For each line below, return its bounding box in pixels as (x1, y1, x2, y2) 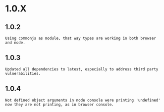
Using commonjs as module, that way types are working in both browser (5, 36, 156, 41)
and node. (5, 40, 26, 45)
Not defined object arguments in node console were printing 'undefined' (5, 98, 161, 103)
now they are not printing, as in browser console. (5, 102, 114, 107)
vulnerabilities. (5, 71, 41, 76)
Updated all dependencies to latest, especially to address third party (5, 66, 159, 72)
